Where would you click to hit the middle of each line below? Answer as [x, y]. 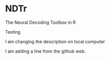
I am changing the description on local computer [55, 41]
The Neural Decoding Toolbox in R [40, 22]
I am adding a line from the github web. [45, 51]
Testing [13, 32]
